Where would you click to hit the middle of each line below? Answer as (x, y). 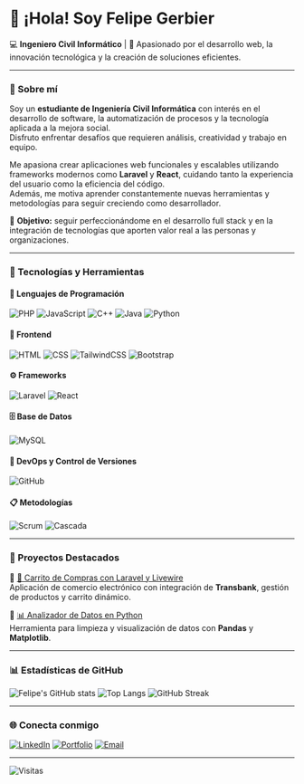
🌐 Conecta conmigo (54, 725)
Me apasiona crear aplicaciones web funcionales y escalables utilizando (144, 165)
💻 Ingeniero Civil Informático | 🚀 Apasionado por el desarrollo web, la (141, 43)
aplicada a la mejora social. (60, 128)
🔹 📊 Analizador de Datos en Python (76, 615)
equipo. (24, 148)
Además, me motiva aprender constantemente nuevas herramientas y (139, 194)
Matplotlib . (30, 637)
